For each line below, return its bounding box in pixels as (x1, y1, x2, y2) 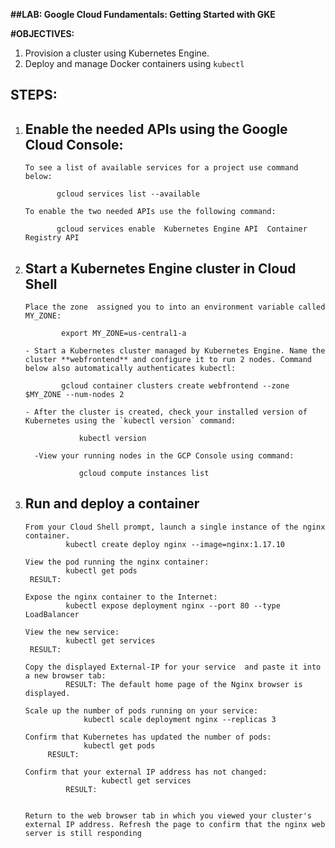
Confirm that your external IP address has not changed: (24, 767, 268, 777)
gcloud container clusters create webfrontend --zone (61, 381, 290, 391)
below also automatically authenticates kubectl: (24, 364, 237, 374)
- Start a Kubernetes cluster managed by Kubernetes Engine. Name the (24, 346, 326, 356)
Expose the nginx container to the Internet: (24, 592, 218, 602)
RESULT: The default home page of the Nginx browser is (65, 679, 303, 689)
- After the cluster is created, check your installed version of (24, 407, 308, 418)
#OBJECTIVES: (10, 28, 75, 39)
